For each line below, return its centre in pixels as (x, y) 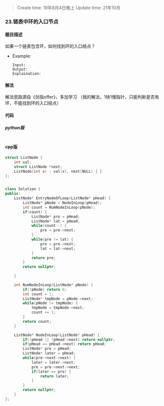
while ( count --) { (49, 226)
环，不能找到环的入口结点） (33, 103)
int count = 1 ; (38, 294)
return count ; (37, 321)
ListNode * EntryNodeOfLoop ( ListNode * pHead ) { (62, 198)
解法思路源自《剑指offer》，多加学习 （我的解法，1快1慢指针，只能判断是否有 (82, 97)
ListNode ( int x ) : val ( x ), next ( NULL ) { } (58, 171)
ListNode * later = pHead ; (49, 353)
